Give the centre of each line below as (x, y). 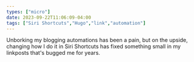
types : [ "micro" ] (28, 12)
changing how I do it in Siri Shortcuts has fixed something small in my (94, 46)
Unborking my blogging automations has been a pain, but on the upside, (97, 40)
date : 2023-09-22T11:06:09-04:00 (49, 17)
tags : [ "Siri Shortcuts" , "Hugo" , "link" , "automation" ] (76, 23)
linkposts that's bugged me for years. (53, 53)
